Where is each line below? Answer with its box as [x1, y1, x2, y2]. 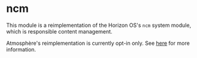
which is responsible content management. [6, 28, 113, 35]
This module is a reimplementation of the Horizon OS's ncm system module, [6, 22, 192, 29]
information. [6, 45, 37, 53]
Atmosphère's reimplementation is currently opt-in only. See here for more [6, 39, 190, 47]
